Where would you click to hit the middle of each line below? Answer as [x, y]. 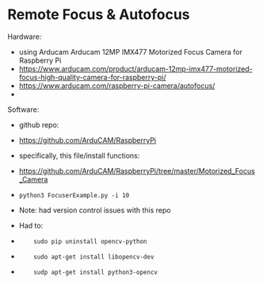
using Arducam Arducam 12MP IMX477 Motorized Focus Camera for [131, 52]
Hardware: [25, 36]
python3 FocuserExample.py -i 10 [74, 195]
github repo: [39, 125]
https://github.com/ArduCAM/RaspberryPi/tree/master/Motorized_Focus [137, 171]
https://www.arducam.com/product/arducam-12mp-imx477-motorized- [135, 68]
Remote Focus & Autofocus [99, 15]
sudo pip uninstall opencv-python [90, 241]
